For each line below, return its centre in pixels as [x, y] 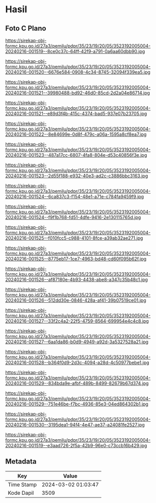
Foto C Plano [26, 28]
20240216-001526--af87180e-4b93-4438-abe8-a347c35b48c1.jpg [76, 280]
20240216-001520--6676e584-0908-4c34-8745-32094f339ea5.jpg [78, 72]
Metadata [21, 461]
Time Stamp [22, 485]
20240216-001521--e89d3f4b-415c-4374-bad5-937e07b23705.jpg [76, 114]
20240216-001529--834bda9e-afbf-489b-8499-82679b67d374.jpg [77, 383]
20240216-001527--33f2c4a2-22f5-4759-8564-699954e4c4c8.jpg [77, 321]
